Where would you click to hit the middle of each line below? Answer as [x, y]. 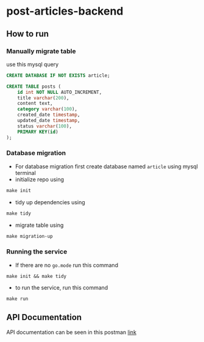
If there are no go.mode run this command [67, 265]
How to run [28, 34]
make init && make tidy [37, 276]
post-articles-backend [65, 11]
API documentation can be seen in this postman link [72, 332]
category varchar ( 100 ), [47, 109]
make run [17, 299]
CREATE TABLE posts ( [34, 87]
